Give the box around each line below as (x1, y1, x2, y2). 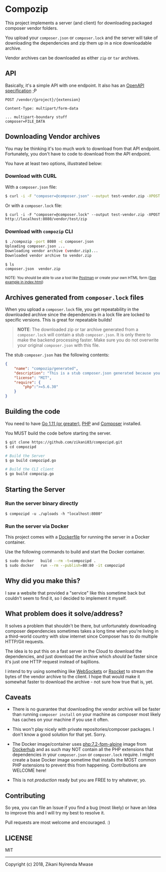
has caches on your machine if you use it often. (12, 717, 109, 723)
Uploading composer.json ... (5, 244, 65, 249)
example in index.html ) (5, 280, 43, 285)
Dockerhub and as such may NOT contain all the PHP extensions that (12, 747, 153, 753)
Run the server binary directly (5, 500, 79, 507)
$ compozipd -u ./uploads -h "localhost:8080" (5, 511, 103, 516)
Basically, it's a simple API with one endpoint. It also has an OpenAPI (5, 82, 145, 88)
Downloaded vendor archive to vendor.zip (5, 253, 92, 258)
